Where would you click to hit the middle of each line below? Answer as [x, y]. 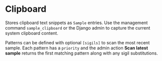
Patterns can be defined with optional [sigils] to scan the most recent [77, 42]
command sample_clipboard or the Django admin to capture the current [78, 28]
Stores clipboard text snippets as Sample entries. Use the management [77, 23]
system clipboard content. [32, 33]
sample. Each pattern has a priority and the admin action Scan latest [77, 48]
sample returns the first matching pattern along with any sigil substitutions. [81, 53]
